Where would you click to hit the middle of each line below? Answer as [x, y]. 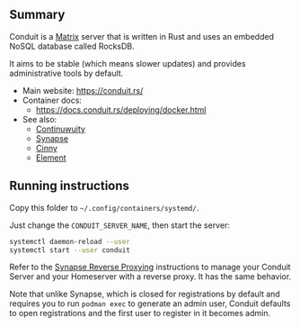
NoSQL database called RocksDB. [72, 46]
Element [51, 158]
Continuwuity [60, 129]
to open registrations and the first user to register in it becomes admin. [140, 313]
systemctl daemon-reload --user [70, 241]
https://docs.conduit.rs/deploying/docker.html [121, 109]
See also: [40, 119]
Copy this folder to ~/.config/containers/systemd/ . [104, 207]
